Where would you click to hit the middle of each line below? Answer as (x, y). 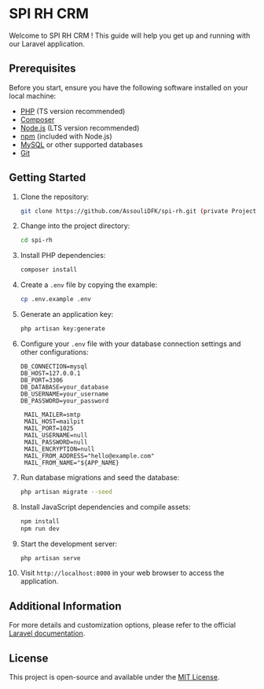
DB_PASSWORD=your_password (64, 401)
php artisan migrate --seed (66, 492)
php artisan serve (50, 558)
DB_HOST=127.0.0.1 (50, 373)
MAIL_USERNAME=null (56, 435)
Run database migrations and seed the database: (100, 477)
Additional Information (65, 606)
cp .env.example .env (55, 300)
